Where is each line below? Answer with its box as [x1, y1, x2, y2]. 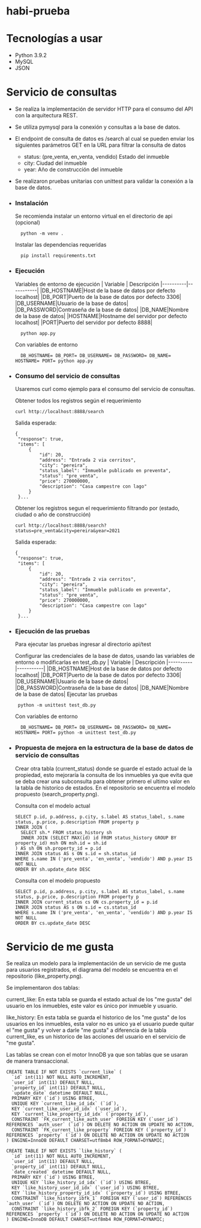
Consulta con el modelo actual [14, 802, 91, 809]
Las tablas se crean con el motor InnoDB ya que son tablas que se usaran [6, 1051, 188, 1058]
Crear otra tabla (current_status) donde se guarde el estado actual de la [14, 765, 193, 772]
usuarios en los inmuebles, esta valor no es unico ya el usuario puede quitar [6, 1021, 194, 1028]
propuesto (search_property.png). [14, 790, 99, 797]
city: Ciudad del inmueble [23, 159, 88, 167]
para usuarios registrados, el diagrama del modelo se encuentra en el [6, 966, 178, 974]
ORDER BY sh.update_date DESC [14, 866, 91, 873]
